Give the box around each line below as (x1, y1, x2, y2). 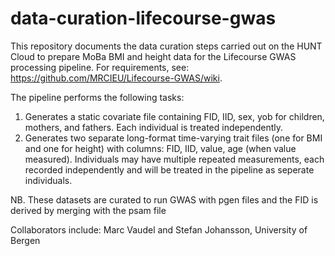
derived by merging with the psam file (10, 204, 167, 216)
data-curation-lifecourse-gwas (10, 7, 277, 30)
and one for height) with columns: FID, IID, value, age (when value (24, 142, 297, 154)
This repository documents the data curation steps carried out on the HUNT (10, 40, 323, 52)
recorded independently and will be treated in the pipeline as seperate (24, 163, 315, 176)
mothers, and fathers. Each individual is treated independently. (24, 121, 283, 133)
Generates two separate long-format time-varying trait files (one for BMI (24, 132, 323, 144)
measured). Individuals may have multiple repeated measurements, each (24, 153, 325, 165)
